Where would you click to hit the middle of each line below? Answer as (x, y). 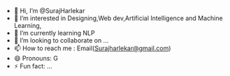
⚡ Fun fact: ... (33, 66)
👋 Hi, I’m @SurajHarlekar (49, 11)
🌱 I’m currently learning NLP (55, 33)
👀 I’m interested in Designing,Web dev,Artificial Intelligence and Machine (118, 18)
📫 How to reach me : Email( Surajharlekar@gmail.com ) (92, 48)
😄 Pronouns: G (36, 58)
